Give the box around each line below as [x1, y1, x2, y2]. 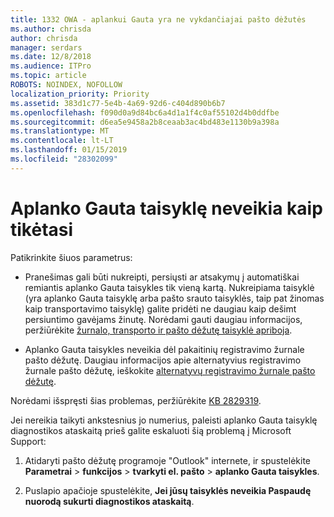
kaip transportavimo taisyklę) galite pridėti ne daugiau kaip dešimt [24, 302, 297, 315]
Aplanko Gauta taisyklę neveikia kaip [10, 197, 323, 220]
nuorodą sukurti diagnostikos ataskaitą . [24, 495, 195, 507]
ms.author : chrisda [10, 24, 92, 34]
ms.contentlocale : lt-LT [10, 136, 114, 146]
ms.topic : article [10, 71, 87, 81]
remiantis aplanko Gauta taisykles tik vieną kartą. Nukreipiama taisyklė [24, 281, 315, 293]
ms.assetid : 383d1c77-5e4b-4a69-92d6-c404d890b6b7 [10, 98, 226, 108]
